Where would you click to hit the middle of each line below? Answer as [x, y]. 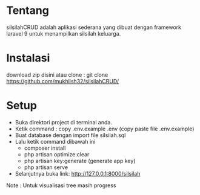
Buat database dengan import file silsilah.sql [70, 135]
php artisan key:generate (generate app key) [80, 161]
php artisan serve [46, 167]
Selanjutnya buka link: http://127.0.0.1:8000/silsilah [78, 173]
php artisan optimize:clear [57, 154]
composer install [45, 148]
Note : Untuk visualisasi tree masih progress [61, 185]
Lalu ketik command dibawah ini [55, 141]
